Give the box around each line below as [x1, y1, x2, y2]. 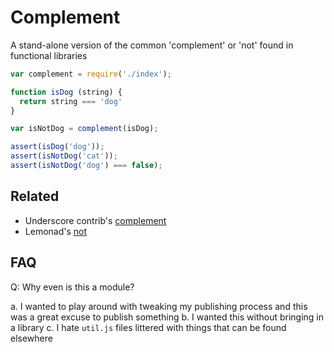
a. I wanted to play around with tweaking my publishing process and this [10, 300, 308, 312]
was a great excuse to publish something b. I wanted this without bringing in [10, 311, 325, 323]
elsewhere [10, 332, 53, 344]
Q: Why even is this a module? [10, 281, 135, 293]
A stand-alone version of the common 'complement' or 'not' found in [10, 39, 294, 51]
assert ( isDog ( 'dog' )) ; [10, 142, 105, 152]
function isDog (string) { [10, 87, 123, 97]
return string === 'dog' [19, 96, 123, 106]
